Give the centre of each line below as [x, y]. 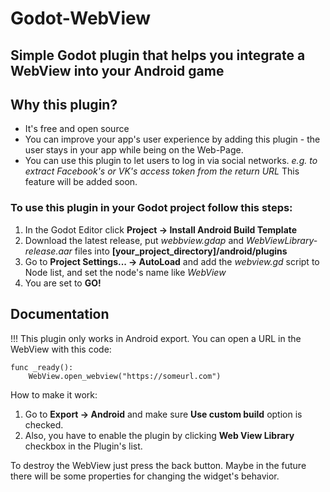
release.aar [48, 251]
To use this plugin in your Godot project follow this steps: [151, 208]
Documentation [60, 314]
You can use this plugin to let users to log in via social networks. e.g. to [171, 161]
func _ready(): [42, 367]
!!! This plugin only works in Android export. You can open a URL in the [156, 338]
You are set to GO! [63, 283]
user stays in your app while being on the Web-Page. [134, 150]
